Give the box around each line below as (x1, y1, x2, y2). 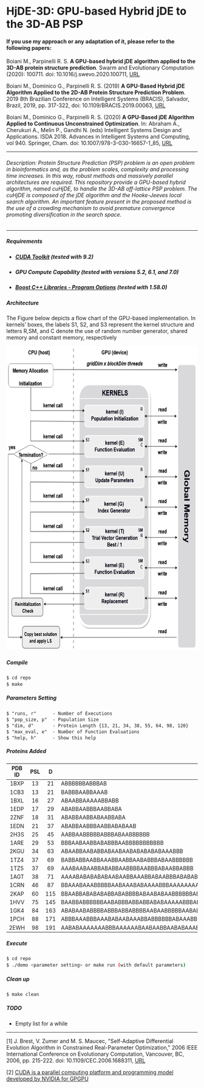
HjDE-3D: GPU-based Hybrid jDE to (6, 4, 187, 18)
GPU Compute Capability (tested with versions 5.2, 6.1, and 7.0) (15, 268, 179, 275)
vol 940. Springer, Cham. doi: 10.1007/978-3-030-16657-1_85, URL (6, 139, 173, 147)
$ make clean (6, 991, 39, 997)
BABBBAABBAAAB (61, 788, 108, 796)
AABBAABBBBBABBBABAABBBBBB (61, 830, 150, 838)
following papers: (6, 44, 52, 51)
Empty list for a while (15, 1020, 68, 1027)
